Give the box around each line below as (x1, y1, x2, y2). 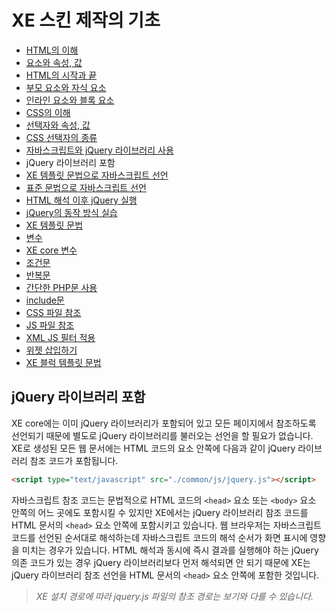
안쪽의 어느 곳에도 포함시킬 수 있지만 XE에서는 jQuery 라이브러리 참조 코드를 (11, 506, 309, 518)
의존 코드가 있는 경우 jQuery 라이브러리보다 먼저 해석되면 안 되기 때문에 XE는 (11, 556, 311, 568)
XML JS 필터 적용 (25, 331, 96, 343)
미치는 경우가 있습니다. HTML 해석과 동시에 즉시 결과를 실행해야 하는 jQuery (21, 544, 319, 556)
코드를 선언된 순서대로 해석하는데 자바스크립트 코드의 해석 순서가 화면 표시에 (11, 531, 308, 543)
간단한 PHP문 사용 (25, 281, 98, 293)
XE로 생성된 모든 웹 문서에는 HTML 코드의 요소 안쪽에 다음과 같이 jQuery (11, 442, 296, 454)
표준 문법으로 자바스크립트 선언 (25, 181, 147, 193)
